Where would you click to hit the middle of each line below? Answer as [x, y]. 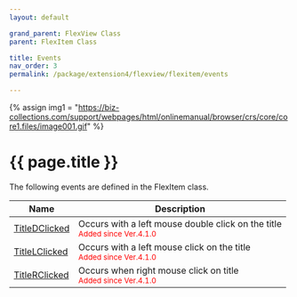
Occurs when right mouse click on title [159, 270]
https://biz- [99, 107]
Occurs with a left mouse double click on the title [181, 223]
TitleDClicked [42, 228]
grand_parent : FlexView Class [65, 33]
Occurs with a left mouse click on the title [165, 247]
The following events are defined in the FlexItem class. [109, 187]
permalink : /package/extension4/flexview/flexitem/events [119, 75]
